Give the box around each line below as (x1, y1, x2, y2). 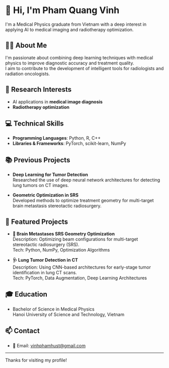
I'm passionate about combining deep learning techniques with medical (5, 54, 153, 60)
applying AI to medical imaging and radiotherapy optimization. (5, 26, 134, 32)
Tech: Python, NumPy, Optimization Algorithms (12, 247, 110, 253)
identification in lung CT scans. (12, 270, 77, 275)
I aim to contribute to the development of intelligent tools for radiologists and (5, 65, 164, 71)
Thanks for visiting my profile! (5, 357, 67, 363)
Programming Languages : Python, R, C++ (12, 135, 101, 141)
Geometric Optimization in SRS (12, 192, 79, 198)
